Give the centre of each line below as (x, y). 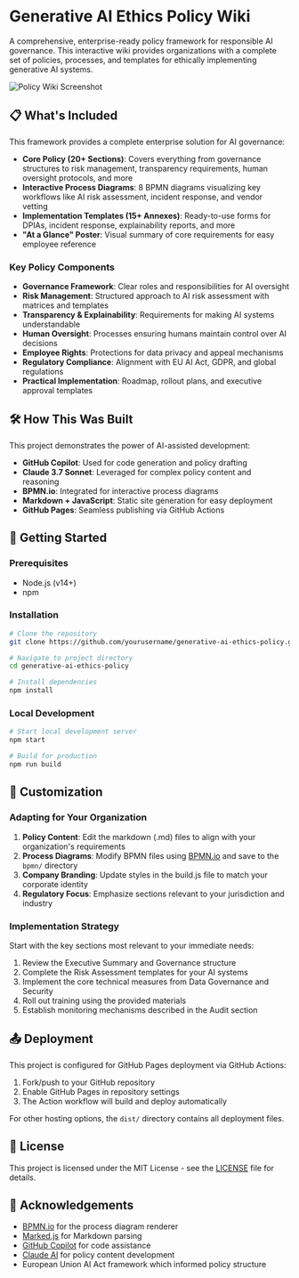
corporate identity (55, 884)
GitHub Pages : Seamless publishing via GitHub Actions (123, 510)
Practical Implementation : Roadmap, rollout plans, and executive (142, 381)
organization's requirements (74, 846)
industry (37, 903)
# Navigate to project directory (71, 658)
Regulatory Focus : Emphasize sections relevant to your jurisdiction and (153, 894)
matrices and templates (65, 305)
